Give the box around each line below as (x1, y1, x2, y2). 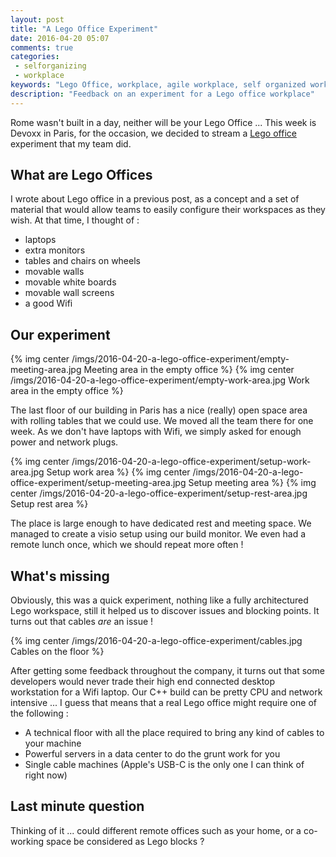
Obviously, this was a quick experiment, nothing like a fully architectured (10, 594, 309, 606)
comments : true (10, 42, 74, 53)
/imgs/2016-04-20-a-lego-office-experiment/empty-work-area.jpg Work (10, 374, 310, 386)
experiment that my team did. (10, 137, 132, 150)
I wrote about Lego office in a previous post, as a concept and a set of (10, 193, 300, 205)
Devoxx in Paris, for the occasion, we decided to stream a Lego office (10, 127, 297, 139)
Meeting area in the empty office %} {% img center (83, 364, 295, 376)
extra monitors (24, 244, 86, 256)
